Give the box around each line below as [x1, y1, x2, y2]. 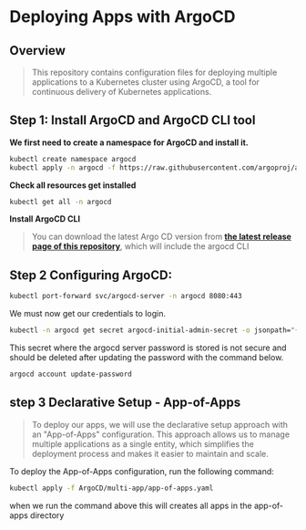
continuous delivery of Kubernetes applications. [31, 87, 212, 97]
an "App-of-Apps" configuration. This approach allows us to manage [31, 429, 290, 440]
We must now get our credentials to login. [9, 308, 167, 319]
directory [30, 509, 65, 521]
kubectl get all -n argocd [9, 197, 112, 206]
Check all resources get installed [9, 180, 137, 191]
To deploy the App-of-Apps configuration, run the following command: [9, 465, 275, 476]
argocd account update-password [9, 369, 132, 379]
